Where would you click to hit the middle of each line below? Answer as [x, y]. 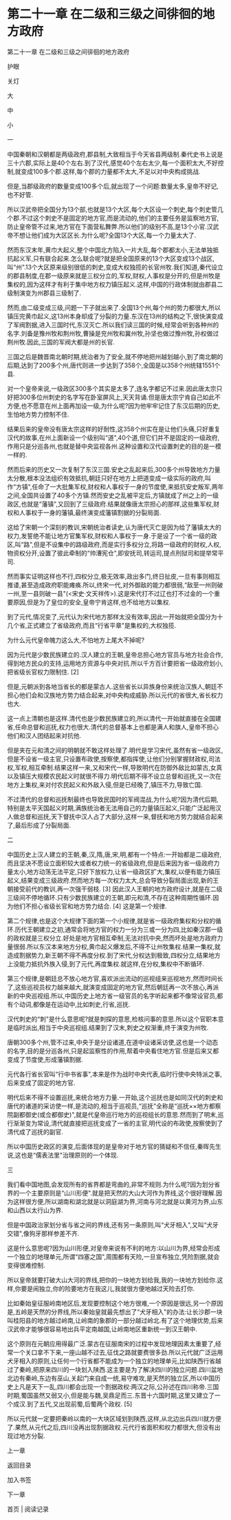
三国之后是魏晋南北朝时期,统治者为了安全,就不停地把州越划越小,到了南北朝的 [115, 356]
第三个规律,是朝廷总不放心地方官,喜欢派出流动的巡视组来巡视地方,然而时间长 [115, 978]
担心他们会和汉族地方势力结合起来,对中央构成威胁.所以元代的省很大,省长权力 [115, 695]
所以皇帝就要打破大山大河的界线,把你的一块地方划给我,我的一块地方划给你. [112, 1280]
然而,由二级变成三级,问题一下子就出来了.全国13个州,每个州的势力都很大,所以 [114, 307]
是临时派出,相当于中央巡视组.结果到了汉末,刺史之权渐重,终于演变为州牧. [108, 1027]
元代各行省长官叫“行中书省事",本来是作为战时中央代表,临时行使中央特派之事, [114, 1074]
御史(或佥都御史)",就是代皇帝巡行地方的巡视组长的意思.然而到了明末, [121, 1114]
